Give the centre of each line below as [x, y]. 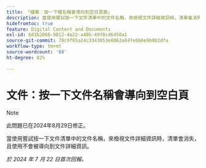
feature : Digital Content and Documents [59, 29]
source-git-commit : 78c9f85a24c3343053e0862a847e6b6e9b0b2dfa [87, 40]
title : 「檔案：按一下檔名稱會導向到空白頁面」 [59, 12]
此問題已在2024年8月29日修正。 [48, 125]
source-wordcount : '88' [37, 52]
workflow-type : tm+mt [34, 47]
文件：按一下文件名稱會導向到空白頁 [98, 95]
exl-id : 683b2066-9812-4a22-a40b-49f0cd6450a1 [67, 35]
